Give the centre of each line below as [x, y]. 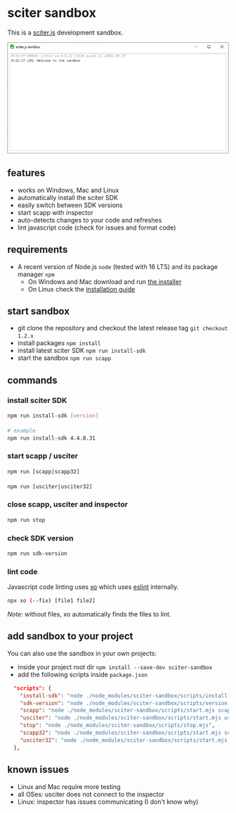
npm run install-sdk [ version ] [53, 416]
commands [32, 380]
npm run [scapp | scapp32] [44, 471]
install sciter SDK [37, 400]
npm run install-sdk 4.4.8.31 [52, 438]
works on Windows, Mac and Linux [68, 190]
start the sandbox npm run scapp [64, 358]
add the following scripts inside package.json [82, 674]
